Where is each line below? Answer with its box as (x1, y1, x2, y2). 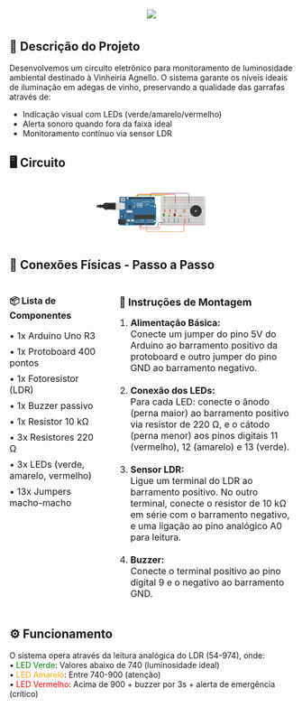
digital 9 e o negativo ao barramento (130, 576, 285, 589)
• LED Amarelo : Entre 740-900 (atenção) (9, 669, 161, 680)
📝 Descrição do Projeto (9, 39, 141, 54)
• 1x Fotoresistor (9, 372, 79, 385)
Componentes (9, 309, 72, 321)
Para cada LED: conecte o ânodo (130, 395, 270, 408)
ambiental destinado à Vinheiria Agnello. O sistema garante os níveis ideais (9, 72, 288, 83)
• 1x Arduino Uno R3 (9, 329, 96, 341)
